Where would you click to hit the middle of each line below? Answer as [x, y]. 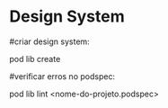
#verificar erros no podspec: [62, 76]
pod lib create [35, 58]
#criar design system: [49, 41]
